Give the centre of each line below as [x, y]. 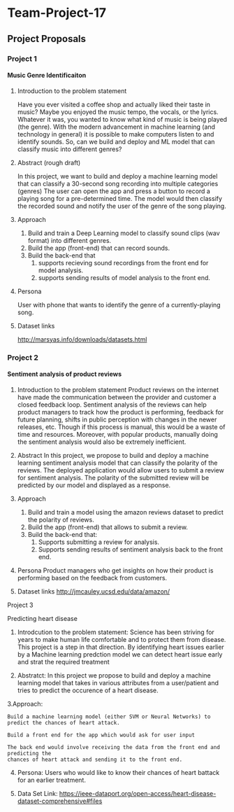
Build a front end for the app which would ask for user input [101, 735]
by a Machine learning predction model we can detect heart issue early [120, 654]
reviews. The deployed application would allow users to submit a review [121, 470]
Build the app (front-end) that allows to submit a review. [108, 527]
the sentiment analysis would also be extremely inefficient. [102, 442]
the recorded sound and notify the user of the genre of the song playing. [122, 206]
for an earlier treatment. [51, 780]
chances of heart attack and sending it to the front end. [95, 759]
